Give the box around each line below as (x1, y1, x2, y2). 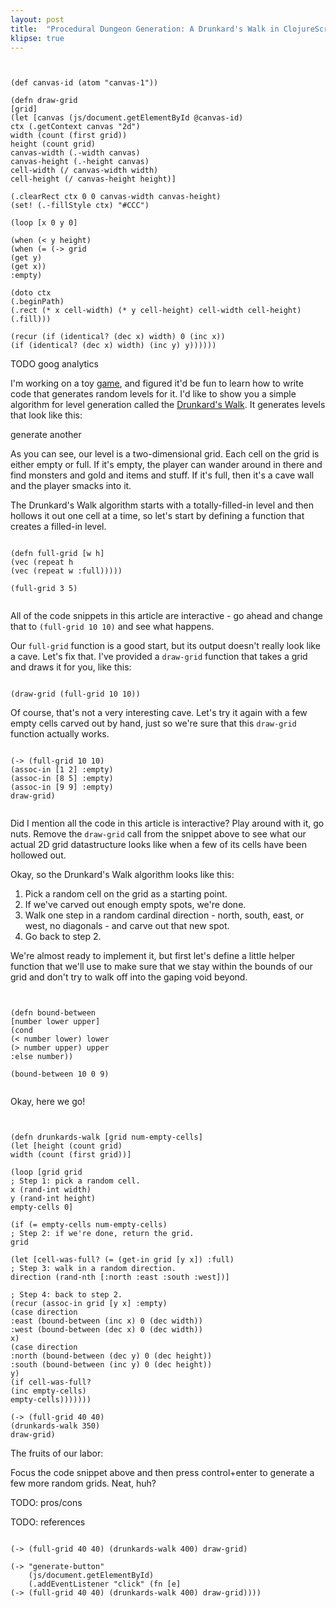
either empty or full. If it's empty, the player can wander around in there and (10, 459, 323, 471)
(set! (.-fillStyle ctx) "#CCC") (10, 201, 150, 211)
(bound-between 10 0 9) (10, 1069, 110, 1080)
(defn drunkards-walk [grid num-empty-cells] (10, 1132, 203, 1143)
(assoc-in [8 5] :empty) (10, 774, 114, 784)
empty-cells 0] (10, 1202, 74, 1213)
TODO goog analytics (10, 358, 99, 370)
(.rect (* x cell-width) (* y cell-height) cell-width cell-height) (10, 306, 302, 316)
